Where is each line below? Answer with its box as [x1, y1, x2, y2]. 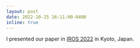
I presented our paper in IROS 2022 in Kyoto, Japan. [6, 36, 135, 43]
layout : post [6, 8, 39, 15]
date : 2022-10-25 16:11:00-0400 [6, 14, 86, 20]
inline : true [6, 19, 39, 25]
